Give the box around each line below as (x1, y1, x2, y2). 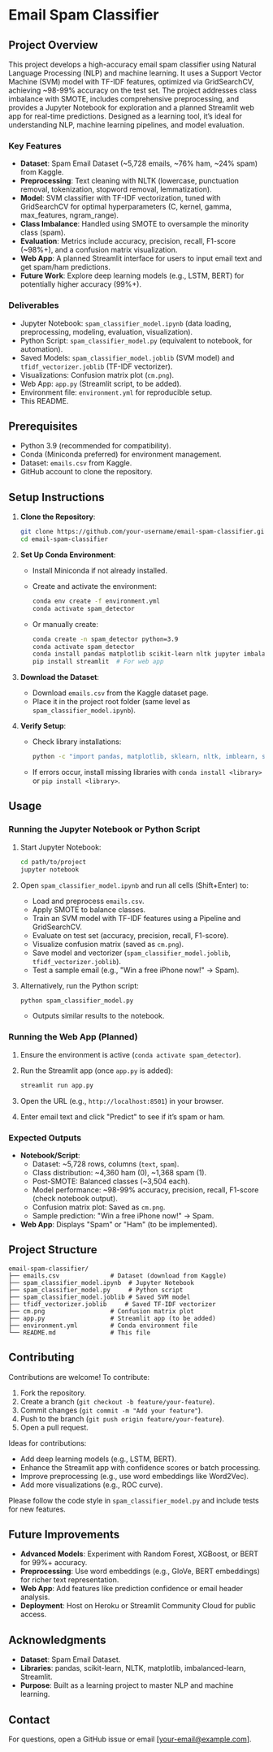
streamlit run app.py (19, 1081, 93, 1089)
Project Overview (8, 38, 98, 52)
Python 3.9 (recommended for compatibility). (19, 441, 172, 451)
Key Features (8, 140, 63, 151)
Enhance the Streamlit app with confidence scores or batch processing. (19, 1462, 261, 1472)
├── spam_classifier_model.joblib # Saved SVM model (8, 1293, 191, 1301)
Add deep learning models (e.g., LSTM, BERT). (19, 1454, 177, 1464)
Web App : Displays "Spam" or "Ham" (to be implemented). (19, 1219, 218, 1229)
